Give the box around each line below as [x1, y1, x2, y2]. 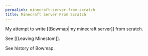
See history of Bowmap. [5, 45, 55, 51]
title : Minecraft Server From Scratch [5, 12, 86, 17]
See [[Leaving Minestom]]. [5, 35, 60, 41]
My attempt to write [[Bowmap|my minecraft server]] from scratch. [5, 25, 143, 31]
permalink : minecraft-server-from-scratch [5, 7, 95, 12]
